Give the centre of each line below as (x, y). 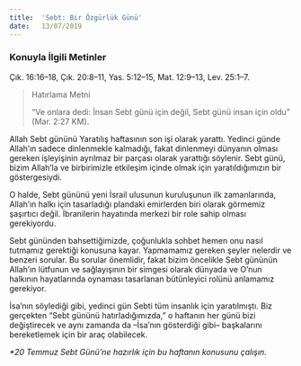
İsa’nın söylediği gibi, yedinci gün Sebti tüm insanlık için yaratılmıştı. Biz (141, 306)
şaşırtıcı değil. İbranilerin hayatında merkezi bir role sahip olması (128, 213)
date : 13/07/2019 (46, 26)
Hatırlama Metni (61, 94)
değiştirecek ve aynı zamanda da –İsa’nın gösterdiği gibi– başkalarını (136, 325)
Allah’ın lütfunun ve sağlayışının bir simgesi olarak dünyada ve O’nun (136, 269)
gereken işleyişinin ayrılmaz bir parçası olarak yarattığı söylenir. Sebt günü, (147, 157)
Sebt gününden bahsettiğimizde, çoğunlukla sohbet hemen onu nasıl (136, 240)
